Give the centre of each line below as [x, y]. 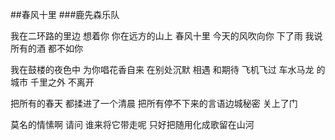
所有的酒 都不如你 [46, 48]
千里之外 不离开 [62, 82]
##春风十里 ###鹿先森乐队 [65, 14]
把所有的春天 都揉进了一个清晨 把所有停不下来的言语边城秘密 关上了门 [154, 103]
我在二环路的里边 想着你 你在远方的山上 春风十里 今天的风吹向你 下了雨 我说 [166, 36]
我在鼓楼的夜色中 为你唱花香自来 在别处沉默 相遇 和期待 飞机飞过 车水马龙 [162, 69]
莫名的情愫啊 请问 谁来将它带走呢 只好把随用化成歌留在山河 [132, 124]
